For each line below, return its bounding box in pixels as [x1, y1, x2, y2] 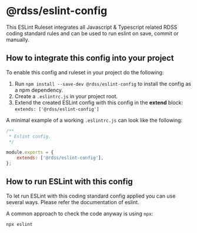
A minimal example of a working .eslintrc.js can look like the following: [6, 116, 183, 124]
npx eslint [6, 221, 33, 227]
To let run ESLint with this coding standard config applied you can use [6, 192, 176, 199]
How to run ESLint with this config [6, 177, 133, 187]
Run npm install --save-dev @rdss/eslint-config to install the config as [14, 80, 191, 87]
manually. [6, 36, 29, 43]
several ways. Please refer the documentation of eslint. [6, 198, 139, 205]
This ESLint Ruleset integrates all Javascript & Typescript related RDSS [6, 24, 178, 31]
